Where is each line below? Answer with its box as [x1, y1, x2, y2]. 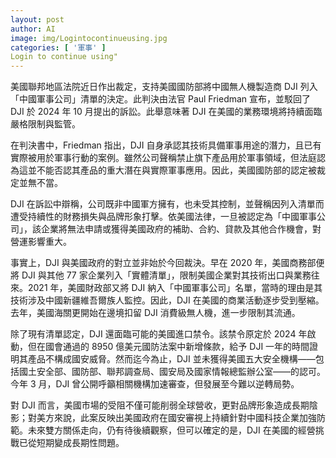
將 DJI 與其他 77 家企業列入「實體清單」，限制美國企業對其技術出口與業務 [10, 269, 312, 281]
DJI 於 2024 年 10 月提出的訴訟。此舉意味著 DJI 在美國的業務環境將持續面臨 [10, 106, 323, 118]
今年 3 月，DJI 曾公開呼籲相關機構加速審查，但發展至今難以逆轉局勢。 [10, 378, 300, 390]
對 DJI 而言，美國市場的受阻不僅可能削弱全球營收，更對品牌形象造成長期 [10, 399, 310, 411]
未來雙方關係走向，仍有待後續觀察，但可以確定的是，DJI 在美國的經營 [27, 424, 316, 436]
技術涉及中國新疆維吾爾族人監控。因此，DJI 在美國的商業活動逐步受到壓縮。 [10, 294, 325, 306]
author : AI [10, 24, 56, 34]
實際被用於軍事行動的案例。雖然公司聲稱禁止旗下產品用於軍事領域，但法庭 [10, 152, 317, 164]
